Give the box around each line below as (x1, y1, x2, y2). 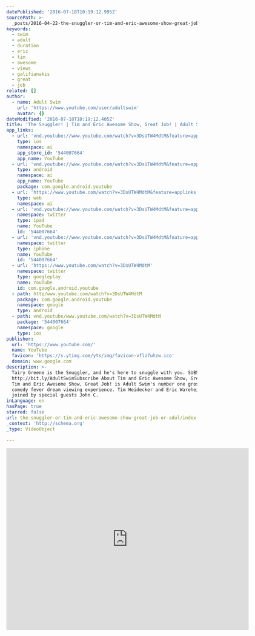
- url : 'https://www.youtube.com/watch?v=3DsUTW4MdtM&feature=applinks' (12, 189, 199, 195)
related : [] (6, 88, 36, 94)
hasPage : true (6, 404, 42, 410)
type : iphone (17, 246, 50, 252)
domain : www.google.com (12, 358, 71, 364)
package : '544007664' (17, 319, 71, 325)
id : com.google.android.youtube (17, 285, 99, 291)
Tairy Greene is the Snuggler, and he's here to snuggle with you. (12, 369, 186, 376)
